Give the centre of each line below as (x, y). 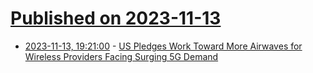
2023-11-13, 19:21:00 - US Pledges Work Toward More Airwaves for (163, 46)
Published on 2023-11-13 (116, 18)
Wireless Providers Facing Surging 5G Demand (121, 56)
